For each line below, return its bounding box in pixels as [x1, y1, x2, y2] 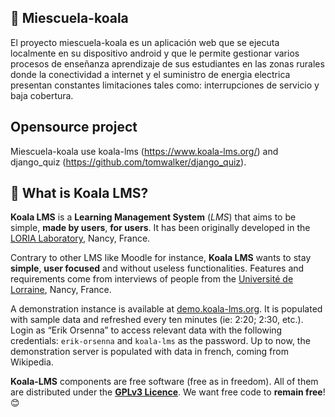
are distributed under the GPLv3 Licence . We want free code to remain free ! [10, 386, 326, 398]
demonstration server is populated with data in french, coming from [10, 346, 289, 358]
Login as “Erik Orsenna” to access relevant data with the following [10, 324, 283, 336]
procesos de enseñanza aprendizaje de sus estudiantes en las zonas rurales [10, 57, 325, 70]
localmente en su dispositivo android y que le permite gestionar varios [10, 47, 300, 59]
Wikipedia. [10, 356, 54, 368]
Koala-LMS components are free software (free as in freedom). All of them [10, 376, 319, 388]
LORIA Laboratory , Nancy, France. [10, 232, 151, 245]
